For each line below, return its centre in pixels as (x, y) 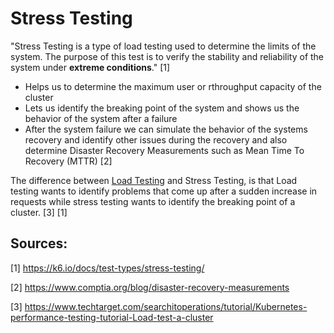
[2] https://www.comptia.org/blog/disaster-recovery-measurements (150, 287)
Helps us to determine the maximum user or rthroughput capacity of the (173, 86)
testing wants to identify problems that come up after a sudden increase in (164, 191)
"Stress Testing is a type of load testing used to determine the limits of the (163, 46)
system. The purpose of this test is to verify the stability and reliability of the (167, 56)
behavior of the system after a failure (101, 118)
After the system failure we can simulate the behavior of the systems (166, 129)
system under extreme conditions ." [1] (90, 67)
